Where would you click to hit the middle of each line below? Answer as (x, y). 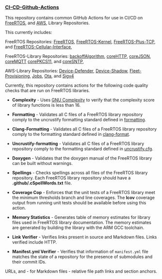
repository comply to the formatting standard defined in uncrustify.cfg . (83, 149)
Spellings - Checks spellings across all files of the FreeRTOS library (80, 173)
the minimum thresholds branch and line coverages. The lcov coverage (83, 197)
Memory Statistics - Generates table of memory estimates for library (81, 217)
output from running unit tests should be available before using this (79, 203)
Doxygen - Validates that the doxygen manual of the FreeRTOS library (82, 158)
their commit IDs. (29, 262)
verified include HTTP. (34, 242)
